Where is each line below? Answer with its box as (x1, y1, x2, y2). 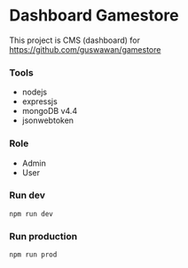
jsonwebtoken (21, 115, 74, 126)
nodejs (21, 86, 47, 98)
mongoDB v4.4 (21, 106, 78, 117)
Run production (9, 230, 78, 242)
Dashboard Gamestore (9, 5, 179, 26)
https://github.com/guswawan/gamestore (9, 44, 161, 54)
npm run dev (9, 209, 53, 218)
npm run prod (9, 250, 58, 259)
